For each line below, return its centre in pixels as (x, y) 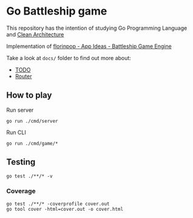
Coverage (21, 191)
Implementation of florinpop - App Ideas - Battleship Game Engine (89, 46)
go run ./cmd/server (32, 121)
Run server (20, 110)
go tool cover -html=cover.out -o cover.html (65, 209)
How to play (29, 95)
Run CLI (16, 132)
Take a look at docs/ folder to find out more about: (69, 58)
